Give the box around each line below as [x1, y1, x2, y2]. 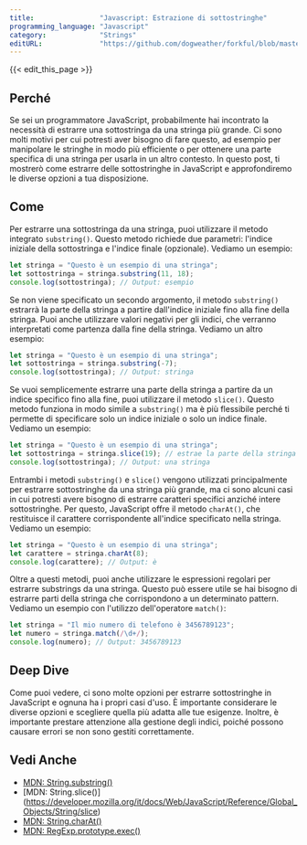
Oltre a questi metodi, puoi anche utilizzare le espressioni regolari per [9, 574, 271, 585]
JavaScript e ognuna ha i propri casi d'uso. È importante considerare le [9, 696, 277, 708]
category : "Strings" [9, 30, 137, 39]
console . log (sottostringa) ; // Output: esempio [9, 278, 195, 287]
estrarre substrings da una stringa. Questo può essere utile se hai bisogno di [9, 584, 298, 595]
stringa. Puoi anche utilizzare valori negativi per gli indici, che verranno [9, 313, 277, 324]
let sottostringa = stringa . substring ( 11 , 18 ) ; [9, 269, 195, 279]
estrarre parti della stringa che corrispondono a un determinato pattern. [9, 593, 280, 604]
